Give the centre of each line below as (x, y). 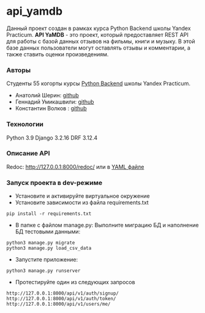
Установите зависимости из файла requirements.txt (82, 203)
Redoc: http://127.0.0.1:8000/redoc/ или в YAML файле (75, 167)
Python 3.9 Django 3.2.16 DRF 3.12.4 (52, 138)
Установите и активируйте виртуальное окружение (82, 196)
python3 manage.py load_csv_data (49, 248)
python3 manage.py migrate (41, 243)
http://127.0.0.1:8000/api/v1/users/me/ (59, 304)
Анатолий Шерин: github (47, 96)
